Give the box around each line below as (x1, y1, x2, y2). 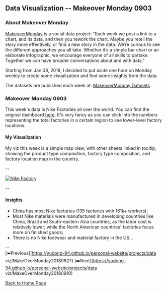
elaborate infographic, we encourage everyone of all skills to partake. (5, 52, 149, 58)
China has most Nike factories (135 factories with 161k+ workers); (12, 208, 148, 214)
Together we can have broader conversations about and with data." (5, 57, 145, 64)
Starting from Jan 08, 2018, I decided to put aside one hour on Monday (5, 67, 152, 73)
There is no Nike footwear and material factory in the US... (12, 235, 133, 241)
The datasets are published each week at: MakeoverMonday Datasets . (5, 82, 151, 88)
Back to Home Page (5, 280, 47, 286)
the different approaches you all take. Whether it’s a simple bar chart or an (5, 46, 159, 52)
